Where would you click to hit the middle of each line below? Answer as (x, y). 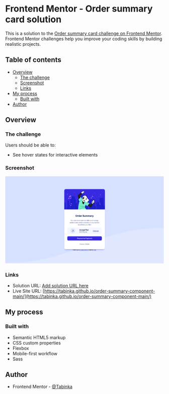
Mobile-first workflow (35, 353)
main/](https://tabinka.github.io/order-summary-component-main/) (82, 296)
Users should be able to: (31, 145)
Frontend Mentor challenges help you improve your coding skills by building (84, 39)
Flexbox (21, 348)
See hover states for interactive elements (55, 155)
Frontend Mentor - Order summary (79, 9)
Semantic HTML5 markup (39, 337)
